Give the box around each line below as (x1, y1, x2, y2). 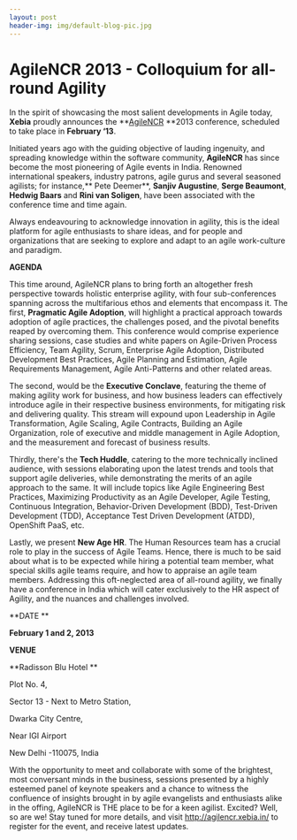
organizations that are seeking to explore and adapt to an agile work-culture (9, 235, 286, 246)
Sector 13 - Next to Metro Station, (9, 696, 132, 707)
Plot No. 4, (9, 679, 48, 690)
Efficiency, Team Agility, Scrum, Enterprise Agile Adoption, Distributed (9, 345, 264, 355)
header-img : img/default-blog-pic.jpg (9, 21, 152, 30)
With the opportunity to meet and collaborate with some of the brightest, (9, 765, 273, 775)
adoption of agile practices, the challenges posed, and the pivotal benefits (9, 317, 280, 327)
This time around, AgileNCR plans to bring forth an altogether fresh (9, 279, 254, 290)
